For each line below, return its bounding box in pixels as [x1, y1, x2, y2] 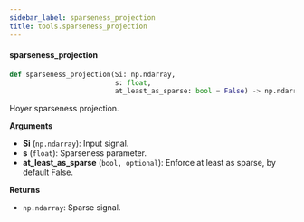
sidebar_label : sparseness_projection [9, 13, 156, 23]
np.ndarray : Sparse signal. [22, 202, 121, 213]
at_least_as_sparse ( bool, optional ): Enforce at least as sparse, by [22, 158, 276, 169]
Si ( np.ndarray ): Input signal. [22, 138, 129, 150]
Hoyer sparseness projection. [9, 103, 119, 114]
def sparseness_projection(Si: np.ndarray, [9, 70, 176, 79]
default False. [22, 167, 74, 178]
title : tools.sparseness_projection [9, 22, 147, 31]
